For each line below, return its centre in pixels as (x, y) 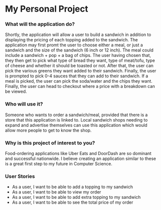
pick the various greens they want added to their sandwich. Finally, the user (81, 71)
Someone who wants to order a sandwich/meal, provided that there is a (76, 115)
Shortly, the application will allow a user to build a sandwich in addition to (78, 35)
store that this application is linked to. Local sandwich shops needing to (76, 120)
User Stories (20, 176)
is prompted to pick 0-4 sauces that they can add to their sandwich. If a (77, 76)
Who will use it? (24, 104)
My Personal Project (47, 9)
